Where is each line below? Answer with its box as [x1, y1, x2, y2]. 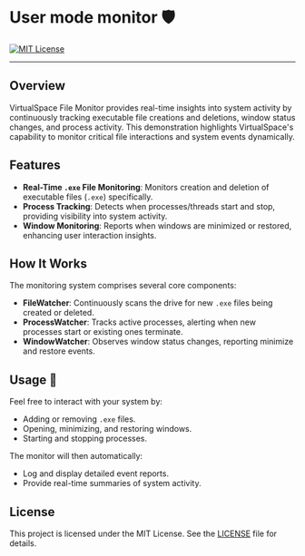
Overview [9, 78, 66, 93]
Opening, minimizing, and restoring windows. [22, 424, 192, 434]
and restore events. [22, 346, 95, 356]
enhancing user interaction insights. [22, 229, 157, 240]
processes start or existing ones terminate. [22, 327, 183, 337]
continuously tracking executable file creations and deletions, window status [9, 112, 296, 122]
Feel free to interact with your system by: [9, 396, 163, 407]
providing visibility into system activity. [22, 210, 168, 221]
